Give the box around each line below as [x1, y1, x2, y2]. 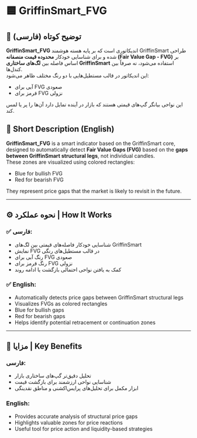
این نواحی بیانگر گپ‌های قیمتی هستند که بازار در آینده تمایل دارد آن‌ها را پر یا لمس [6, 101, 183, 108]
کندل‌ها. [6, 66, 23, 73]
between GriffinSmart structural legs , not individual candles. [6, 152, 155, 159]
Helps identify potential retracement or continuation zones [14, 319, 156, 326]
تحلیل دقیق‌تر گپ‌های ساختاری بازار [14, 372, 91, 379]
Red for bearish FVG [14, 176, 64, 183]
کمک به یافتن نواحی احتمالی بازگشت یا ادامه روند [14, 266, 121, 273]
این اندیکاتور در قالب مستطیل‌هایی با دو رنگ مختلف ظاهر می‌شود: [6, 72, 150, 79]
